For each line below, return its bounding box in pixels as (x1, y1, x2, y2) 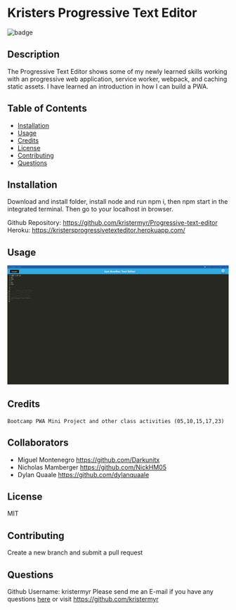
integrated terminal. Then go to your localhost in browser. (7, 205, 173, 214)
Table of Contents (7, 103, 88, 115)
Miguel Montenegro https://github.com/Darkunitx (17, 455, 160, 464)
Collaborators (7, 437, 69, 449)
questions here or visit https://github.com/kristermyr (7, 595, 159, 603)
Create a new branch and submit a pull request (7, 548, 143, 557)
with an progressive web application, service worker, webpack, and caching (7, 74, 228, 83)
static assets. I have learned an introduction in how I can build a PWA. (7, 82, 209, 91)
